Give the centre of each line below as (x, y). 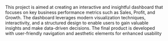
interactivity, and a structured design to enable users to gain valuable (77, 23)
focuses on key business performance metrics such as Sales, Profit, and (80, 12)
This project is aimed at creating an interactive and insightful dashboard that (84, 7)
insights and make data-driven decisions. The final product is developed (80, 28)
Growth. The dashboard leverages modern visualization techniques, (75, 18)
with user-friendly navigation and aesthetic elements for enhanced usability (83, 33)
